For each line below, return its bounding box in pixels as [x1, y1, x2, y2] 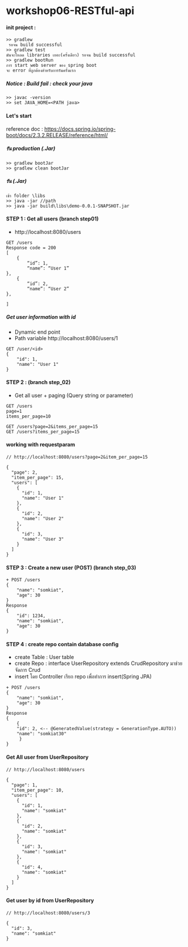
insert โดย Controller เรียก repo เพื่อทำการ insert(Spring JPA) [14, 673, 152, 680]
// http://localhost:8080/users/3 [6, 910, 91, 916]
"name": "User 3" [21, 537, 64, 542]
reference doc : [6, 125, 43, 133]
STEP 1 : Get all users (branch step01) [6, 215, 99, 222]
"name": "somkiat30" [16, 731, 67, 737]
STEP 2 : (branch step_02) [6, 379, 71, 386]
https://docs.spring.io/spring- [44, 125, 116, 133]
